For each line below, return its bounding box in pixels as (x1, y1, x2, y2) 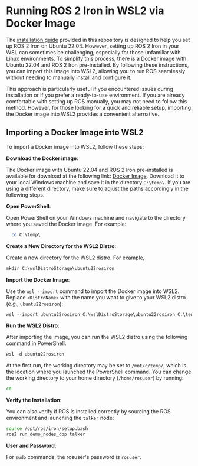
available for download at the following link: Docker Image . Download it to (6, 172, 184, 180)
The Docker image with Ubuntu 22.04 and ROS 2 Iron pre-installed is (6, 166, 173, 173)
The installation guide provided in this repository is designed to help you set (6, 36, 190, 43)
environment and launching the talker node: (6, 415, 114, 422)
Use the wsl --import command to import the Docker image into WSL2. (6, 288, 180, 295)
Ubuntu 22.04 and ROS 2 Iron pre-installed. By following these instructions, (6, 61, 189, 69)
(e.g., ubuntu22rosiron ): (6, 300, 64, 307)
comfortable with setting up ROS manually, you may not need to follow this (6, 97, 187, 105)
